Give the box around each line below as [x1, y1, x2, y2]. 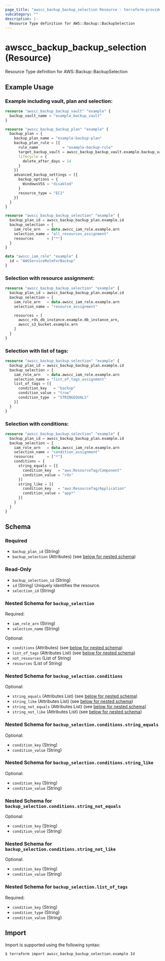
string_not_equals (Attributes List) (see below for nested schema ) [12, 704, 146, 710]
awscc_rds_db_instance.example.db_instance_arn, [18, 318, 120, 322]
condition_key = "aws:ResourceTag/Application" [23, 486, 126, 491]
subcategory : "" [5, 12, 38, 17]
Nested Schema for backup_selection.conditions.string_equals [5, 721, 159, 728]
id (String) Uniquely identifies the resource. [12, 582, 101, 588]
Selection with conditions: [5, 420, 69, 427]
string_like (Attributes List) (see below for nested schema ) [12, 698, 134, 704]
